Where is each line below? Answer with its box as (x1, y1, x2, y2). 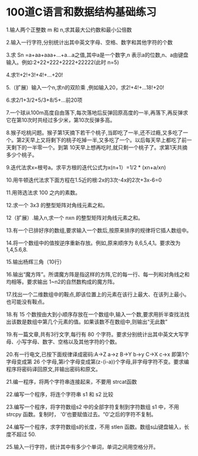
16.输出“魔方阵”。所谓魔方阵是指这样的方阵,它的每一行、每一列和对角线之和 (6, 271, 190, 278)
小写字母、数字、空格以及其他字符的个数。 (16, 338, 120, 345)
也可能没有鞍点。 (6, 298, 48, 305)
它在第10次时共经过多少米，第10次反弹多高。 (6, 116, 116, 123)
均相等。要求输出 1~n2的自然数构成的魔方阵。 (6, 278, 118, 285)
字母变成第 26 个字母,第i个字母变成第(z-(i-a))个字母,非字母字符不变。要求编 (6, 358, 189, 365)
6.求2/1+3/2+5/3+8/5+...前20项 (6, 96, 83, 104)
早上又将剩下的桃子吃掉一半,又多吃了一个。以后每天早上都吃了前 (30, 136, 187, 143)
